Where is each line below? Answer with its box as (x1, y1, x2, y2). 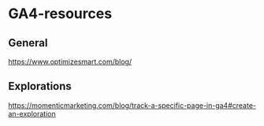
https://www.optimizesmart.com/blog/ (8, 57, 132, 66)
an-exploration (8, 109, 57, 118)
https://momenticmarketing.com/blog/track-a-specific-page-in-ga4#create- (8, 100, 257, 110)
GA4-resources (8, 5, 113, 23)
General (8, 36, 49, 50)
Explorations (8, 80, 73, 93)
